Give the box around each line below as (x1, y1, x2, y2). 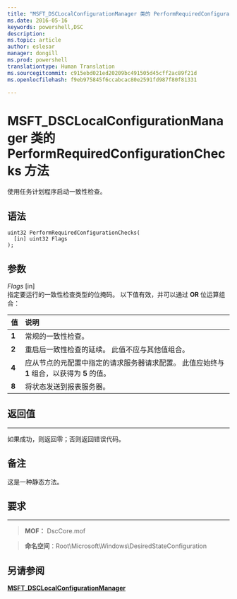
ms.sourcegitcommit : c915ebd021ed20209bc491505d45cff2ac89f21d (7, 69, 197, 76)
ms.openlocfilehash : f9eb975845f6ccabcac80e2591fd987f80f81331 (7, 76, 197, 83)
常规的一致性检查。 (25, 331, 90, 341)
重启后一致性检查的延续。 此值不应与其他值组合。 (25, 344, 190, 354)
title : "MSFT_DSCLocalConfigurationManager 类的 (7, 10, 151, 18)
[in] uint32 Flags (13, 235, 68, 243)
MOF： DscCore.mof (24, 527, 86, 535)
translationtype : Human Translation (7, 63, 115, 70)
